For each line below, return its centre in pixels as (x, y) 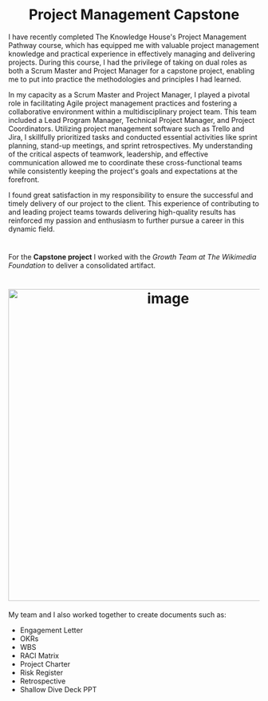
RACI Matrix (39, 655)
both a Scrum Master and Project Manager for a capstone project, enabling (132, 70)
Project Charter (45, 664)
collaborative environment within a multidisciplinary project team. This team (132, 111)
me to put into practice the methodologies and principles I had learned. (125, 79)
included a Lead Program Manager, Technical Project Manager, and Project (132, 120)
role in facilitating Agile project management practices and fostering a (123, 103)
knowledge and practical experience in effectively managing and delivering (132, 53)
